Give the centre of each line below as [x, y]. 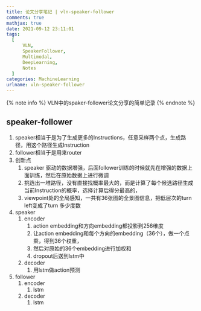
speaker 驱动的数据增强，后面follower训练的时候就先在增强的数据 [106, 167]
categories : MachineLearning [43, 79]
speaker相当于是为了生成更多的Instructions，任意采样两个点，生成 [98, 137]
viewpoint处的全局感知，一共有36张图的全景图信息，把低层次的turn [108, 197]
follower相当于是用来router [49, 152]
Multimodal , [37, 57]
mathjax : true [24, 23]
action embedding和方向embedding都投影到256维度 [98, 226]
